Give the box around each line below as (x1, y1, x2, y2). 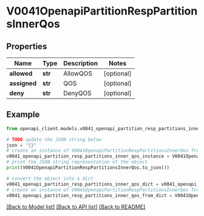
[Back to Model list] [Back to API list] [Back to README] (6, 203, 146, 211)
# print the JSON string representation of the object (6, 159, 148, 165)
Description (63, 59, 98, 67)
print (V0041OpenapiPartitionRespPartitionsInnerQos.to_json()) (6, 165, 170, 171)
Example (6, 110, 40, 120)
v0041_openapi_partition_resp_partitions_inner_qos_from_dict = (6, 192, 172, 198)
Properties (6, 41, 47, 51)
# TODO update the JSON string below (6, 136, 102, 143)
